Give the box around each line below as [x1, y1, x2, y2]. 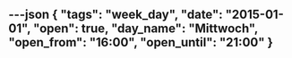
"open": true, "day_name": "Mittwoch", [33, 21, 259, 37]
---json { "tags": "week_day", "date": [8, 7, 223, 22]
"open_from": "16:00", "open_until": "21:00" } [8, 35, 274, 50]
